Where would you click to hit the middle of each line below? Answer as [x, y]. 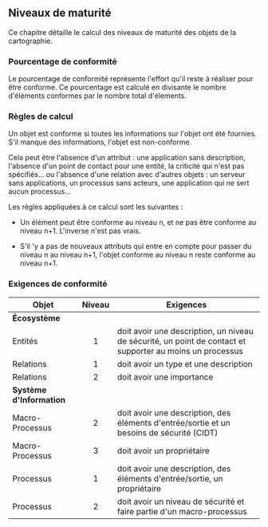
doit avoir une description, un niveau [185, 331]
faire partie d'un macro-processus [182, 511]
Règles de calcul [41, 116]
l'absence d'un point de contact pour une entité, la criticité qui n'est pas [126, 166]
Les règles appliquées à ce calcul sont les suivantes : [96, 207]
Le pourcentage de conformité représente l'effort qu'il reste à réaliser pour [131, 79]
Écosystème [36, 318]
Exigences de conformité [58, 284]
